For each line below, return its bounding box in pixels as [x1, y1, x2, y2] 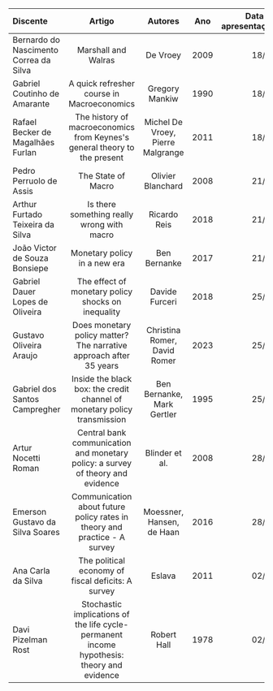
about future [78, 501, 126, 512]
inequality [82, 306, 121, 317]
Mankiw [148, 93, 179, 104]
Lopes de [12, 296, 49, 307]
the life [74, 619, 102, 630]
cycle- [102, 619, 129, 630]
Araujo [12, 350, 38, 361]
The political [78, 555, 126, 566]
